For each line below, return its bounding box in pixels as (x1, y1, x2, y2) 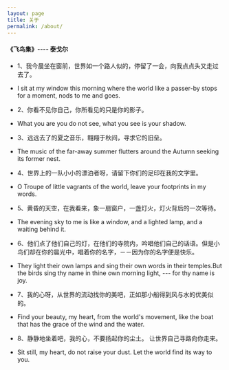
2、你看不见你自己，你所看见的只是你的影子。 (17, 105, 148, 113)
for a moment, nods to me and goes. (17, 91, 120, 100)
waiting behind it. (17, 225, 67, 233)
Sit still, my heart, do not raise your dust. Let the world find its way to (17, 348, 212, 356)
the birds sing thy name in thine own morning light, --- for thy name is (17, 269, 215, 277)
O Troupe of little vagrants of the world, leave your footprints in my (17, 182, 206, 191)
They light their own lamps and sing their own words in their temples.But (17, 261, 222, 270)
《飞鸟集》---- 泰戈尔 (7, 45, 69, 53)
